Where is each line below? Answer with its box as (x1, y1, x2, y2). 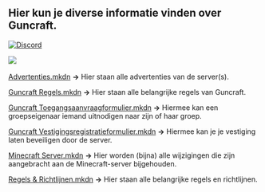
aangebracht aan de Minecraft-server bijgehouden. (8, 159, 177, 168)
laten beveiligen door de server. (8, 135, 113, 144)
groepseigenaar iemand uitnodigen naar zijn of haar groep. (8, 111, 202, 120)
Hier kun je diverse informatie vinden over (8, 6, 222, 20)
